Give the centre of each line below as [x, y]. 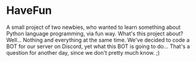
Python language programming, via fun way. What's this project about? [95, 33]
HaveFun [29, 11]
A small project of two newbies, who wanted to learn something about [93, 27]
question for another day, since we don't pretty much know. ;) [83, 52]
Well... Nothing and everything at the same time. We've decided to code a [98, 40]
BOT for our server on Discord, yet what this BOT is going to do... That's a [98, 46]
